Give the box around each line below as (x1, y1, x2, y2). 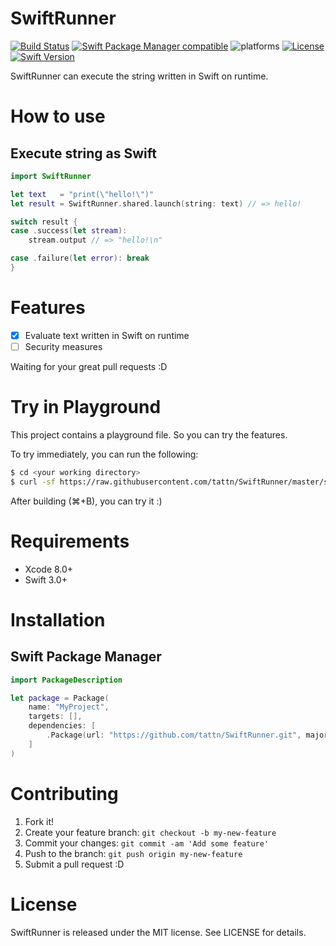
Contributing (10, 782, 119, 805)
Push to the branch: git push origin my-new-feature (24, 847, 243, 859)
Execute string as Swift (10, 145, 157, 162)
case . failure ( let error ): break (10, 253, 150, 264)
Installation (10, 608, 106, 631)
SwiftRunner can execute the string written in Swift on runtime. (10, 70, 269, 82)
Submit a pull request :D (24, 858, 125, 870)
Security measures (24, 340, 103, 352)
